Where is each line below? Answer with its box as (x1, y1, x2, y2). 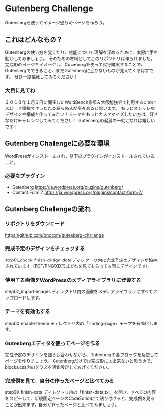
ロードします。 (13, 295, 43, 301)
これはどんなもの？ (5, 35, 63, 44)
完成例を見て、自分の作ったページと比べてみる (5, 377, 114, 384)
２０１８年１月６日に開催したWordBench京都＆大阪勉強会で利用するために (5, 99, 157, 105)
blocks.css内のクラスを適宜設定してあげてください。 (5, 364, 111, 370)
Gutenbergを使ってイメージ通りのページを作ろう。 (5, 20, 107, 25)
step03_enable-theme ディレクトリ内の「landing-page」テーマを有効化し (5, 320, 154, 326)
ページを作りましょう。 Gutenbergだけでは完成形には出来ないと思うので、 (5, 358, 155, 364)
